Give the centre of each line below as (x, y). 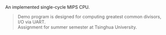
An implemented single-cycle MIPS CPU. (47, 7)
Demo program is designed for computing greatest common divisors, (89, 17)
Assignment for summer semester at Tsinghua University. (77, 27)
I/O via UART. (32, 22)
